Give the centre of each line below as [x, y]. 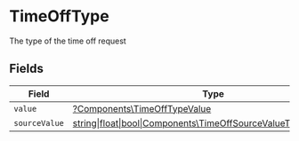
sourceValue [39, 123]
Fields [27, 69]
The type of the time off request [68, 41]
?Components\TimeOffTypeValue [142, 108]
